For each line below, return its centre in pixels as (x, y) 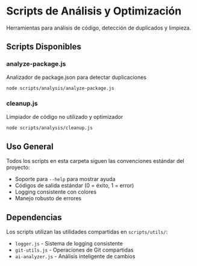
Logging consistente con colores (56, 192)
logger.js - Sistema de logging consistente (69, 244)
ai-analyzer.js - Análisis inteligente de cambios (75, 256)
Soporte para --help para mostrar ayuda (65, 179)
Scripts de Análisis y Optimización (94, 11)
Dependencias (34, 217)
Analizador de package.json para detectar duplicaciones (76, 77)
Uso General (30, 147)
